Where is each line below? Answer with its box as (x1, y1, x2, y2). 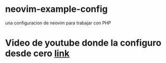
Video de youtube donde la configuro (5, 37, 162, 49)
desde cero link (5, 48, 70, 59)
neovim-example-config (5, 3, 108, 15)
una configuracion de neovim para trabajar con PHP (5, 20, 111, 26)
